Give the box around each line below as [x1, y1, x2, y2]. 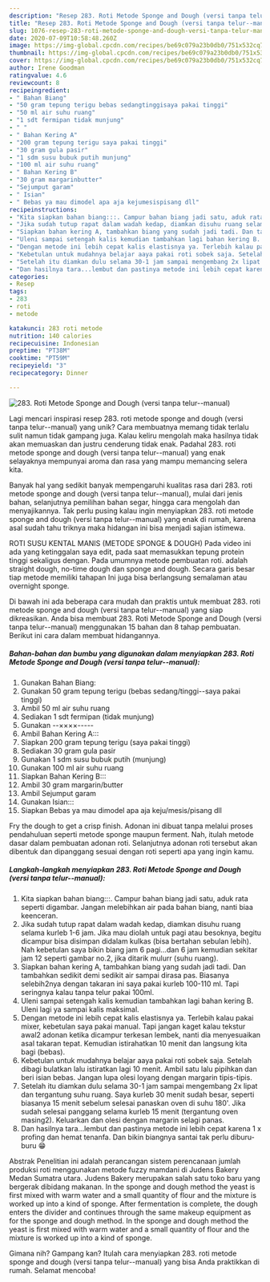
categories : [9, 273, 49, 281]
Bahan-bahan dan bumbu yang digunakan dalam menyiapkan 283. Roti [9, 649, 255, 658]
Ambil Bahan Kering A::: [20, 729, 99, 738]
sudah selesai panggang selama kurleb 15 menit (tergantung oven [20, 1106, 239, 1116]
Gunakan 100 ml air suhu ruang [20, 762, 124, 772]
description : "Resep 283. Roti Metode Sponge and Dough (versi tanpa [9, 11, 247, 20]
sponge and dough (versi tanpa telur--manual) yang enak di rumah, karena [9, 514, 256, 524]
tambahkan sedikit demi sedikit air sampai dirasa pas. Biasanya [20, 970, 230, 980]
